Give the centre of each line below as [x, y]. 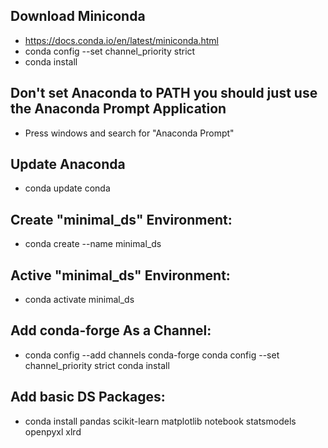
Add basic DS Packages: [88, 397]
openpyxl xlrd [53, 431]
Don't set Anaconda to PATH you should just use [164, 93]
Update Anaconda [68, 164]
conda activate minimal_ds [79, 300]
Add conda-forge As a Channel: [111, 330]
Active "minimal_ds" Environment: [120, 275]
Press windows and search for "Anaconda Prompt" [129, 133]
